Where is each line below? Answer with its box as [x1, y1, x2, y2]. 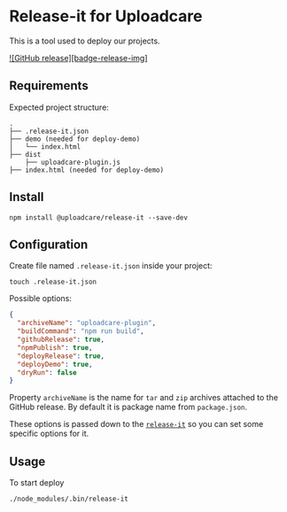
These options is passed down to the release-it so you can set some [9, 419, 264, 430]
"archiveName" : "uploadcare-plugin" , [17, 319, 157, 328]
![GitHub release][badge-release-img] [9, 52, 148, 63]
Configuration [9, 237, 89, 252]
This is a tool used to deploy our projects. [9, 35, 161, 46]
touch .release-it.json [9, 277, 97, 287]
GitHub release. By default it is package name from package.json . [9, 401, 248, 413]
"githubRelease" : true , [17, 335, 105, 344]
